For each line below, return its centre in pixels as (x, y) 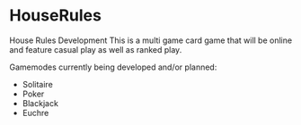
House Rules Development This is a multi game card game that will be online (151, 40)
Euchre (35, 112)
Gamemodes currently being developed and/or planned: (113, 67)
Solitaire (38, 84)
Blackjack (40, 103)
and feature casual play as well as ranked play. (96, 49)
